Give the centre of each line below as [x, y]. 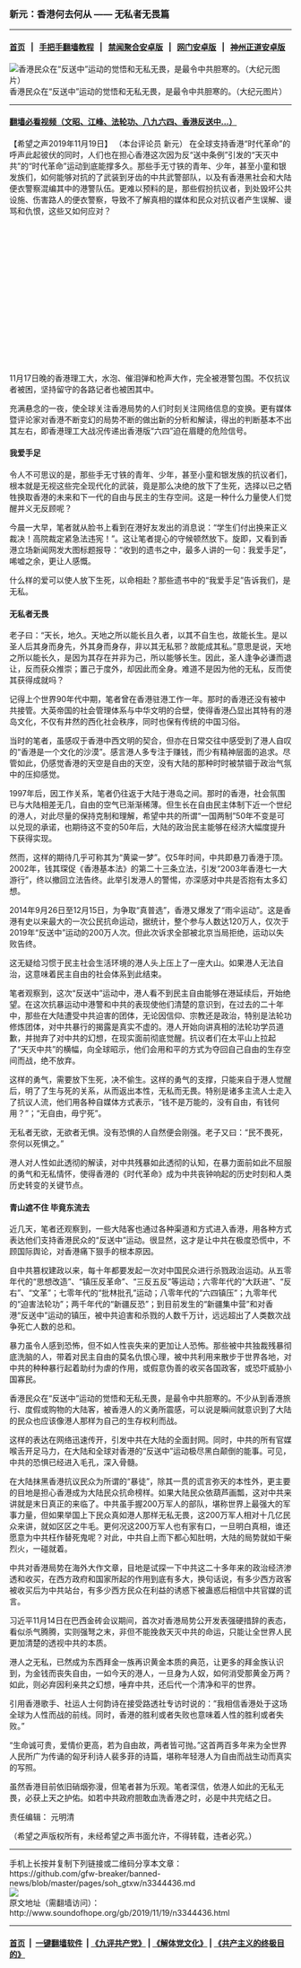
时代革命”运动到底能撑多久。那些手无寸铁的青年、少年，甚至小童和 [155, 166]
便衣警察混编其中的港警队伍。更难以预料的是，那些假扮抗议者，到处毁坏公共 [150, 188]
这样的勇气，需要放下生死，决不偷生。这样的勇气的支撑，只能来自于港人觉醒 [150, 1080]
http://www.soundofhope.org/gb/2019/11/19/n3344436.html [120, 1913]
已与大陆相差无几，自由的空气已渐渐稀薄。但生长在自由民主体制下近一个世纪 [150, 804]
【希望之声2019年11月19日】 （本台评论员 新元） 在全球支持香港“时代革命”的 [150, 143]
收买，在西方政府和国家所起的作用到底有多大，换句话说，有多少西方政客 [158, 1579]
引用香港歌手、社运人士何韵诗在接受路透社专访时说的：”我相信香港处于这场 [149, 1704]
